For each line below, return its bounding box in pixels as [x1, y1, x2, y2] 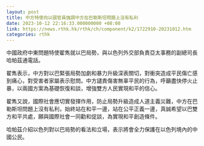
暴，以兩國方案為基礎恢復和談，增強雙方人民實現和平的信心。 [6, 85, 161, 92]
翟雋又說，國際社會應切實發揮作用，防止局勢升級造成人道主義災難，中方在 [6, 98, 192, 105]
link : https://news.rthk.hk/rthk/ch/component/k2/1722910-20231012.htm [6, 26, 191, 32]
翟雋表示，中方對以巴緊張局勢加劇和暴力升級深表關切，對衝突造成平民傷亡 [6, 69, 192, 77]
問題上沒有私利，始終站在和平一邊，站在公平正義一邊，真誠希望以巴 [22, 105, 192, 113]
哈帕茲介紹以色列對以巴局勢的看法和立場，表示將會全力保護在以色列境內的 [6, 126, 192, 133]
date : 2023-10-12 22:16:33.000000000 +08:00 [6, 20, 121, 26]
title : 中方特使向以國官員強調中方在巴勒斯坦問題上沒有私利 [6, 15, 138, 21]
